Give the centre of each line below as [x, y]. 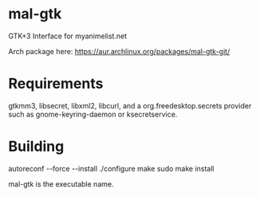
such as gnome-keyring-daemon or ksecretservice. [93, 114]
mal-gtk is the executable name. [61, 183]
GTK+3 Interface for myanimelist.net [68, 36]
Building [36, 146]
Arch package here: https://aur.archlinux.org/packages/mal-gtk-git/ [119, 51]
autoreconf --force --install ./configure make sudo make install [111, 168]
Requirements [56, 84]
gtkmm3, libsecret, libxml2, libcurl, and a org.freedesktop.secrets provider [130, 105]
